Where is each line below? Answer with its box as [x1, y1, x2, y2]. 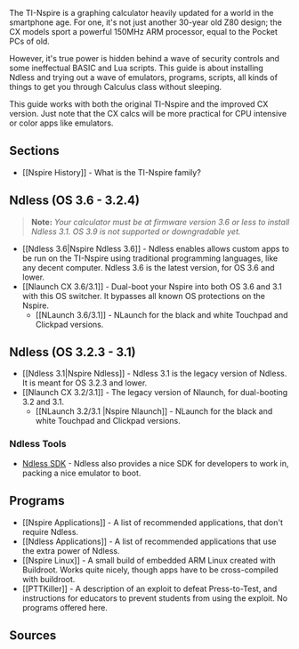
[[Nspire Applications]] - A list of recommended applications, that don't [21, 516, 283, 528]
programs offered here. [21, 602, 109, 612]
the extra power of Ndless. [21, 545, 120, 556]
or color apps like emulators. [9, 118, 114, 128]
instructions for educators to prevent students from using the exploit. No [21, 592, 287, 604]
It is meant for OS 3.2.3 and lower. [21, 377, 148, 388]
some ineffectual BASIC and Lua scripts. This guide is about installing [9, 62, 264, 73]
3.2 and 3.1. [21, 396, 65, 408]
